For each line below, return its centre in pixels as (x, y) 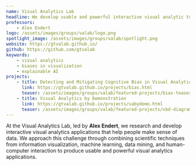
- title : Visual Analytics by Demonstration (71, 98)
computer (18, 151)
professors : (20, 22)
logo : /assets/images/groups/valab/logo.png (61, 33)
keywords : (18, 55)
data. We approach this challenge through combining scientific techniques (95, 139)
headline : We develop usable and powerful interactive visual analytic (95, 17)
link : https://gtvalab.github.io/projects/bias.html (87, 88)
